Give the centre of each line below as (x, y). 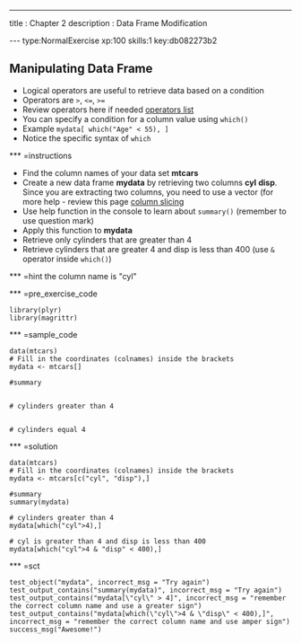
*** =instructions (41, 155)
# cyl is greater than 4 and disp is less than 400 (107, 541)
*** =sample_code (43, 334)
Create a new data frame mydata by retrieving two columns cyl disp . (150, 182)
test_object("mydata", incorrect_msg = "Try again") (110, 582)
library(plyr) (36, 310)
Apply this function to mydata (77, 230)
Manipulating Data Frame (81, 69)
